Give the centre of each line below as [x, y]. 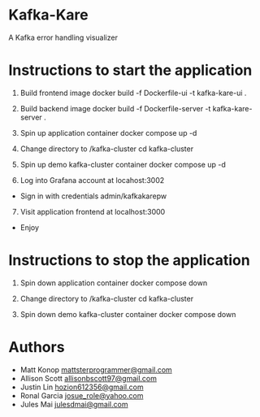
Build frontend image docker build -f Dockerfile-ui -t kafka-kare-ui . [133, 93]
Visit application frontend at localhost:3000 [93, 211]
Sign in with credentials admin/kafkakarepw [93, 196]
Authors [37, 347]
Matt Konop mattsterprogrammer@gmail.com [96, 369]
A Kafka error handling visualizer [63, 37]
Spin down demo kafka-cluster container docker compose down [128, 314]
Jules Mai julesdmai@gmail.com [74, 404]
